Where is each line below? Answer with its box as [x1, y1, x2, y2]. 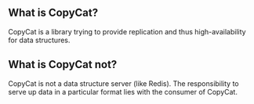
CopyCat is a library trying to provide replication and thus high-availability [8, 27, 246, 36]
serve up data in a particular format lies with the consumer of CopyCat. [8, 87, 238, 96]
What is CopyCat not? [8, 58, 118, 71]
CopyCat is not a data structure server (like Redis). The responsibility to [8, 78, 239, 88]
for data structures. [8, 35, 71, 45]
